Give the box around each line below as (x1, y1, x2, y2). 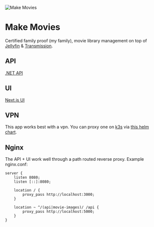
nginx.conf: (5, 161, 28, 168)
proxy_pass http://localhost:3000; (22, 192, 95, 197)
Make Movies (5, 22, 60, 33)
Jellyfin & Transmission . (5, 43, 53, 49)
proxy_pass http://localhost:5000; (22, 209, 95, 214)
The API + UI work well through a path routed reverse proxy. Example (5, 156, 144, 162)
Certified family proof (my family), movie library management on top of (5, 38, 147, 43)
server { (5, 171, 23, 176)
